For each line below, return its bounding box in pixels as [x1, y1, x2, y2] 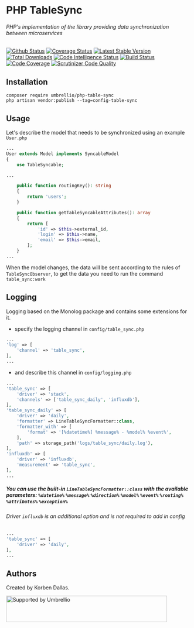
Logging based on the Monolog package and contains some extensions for [6, 308, 188, 315]
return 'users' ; [27, 194, 67, 200]
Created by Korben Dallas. [6, 584, 70, 591]
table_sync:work [6, 276, 46, 282]
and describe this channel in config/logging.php [14, 369, 132, 376]
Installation [6, 77, 48, 87]
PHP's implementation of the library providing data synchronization [6, 23, 169, 30]
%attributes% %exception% [6, 499, 68, 505]
